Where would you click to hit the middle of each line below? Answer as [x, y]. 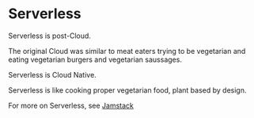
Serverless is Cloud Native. [52, 74]
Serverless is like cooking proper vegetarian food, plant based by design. [127, 90]
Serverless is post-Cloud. [49, 36]
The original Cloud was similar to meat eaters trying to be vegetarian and [127, 51]
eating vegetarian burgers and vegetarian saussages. [95, 59]
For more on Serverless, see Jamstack [71, 105]
